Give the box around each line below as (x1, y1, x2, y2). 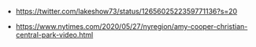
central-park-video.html (15, 31, 94, 39)
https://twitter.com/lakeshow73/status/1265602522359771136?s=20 (15, 7, 238, 16)
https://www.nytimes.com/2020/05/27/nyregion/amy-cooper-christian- (15, 22, 248, 31)
